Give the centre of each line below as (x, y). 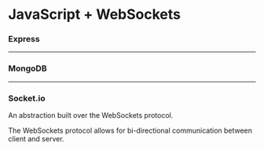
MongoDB (27, 68)
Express (24, 39)
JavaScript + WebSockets (94, 15)
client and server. (36, 139)
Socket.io (27, 98)
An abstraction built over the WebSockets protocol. (91, 115)
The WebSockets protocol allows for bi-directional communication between (130, 130)
